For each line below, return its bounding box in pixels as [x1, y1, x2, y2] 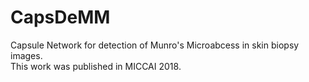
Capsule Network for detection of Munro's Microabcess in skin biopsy [10, 39, 300, 51]
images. [10, 49, 43, 61]
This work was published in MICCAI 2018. [10, 60, 182, 72]
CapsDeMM [10, 6, 111, 29]
